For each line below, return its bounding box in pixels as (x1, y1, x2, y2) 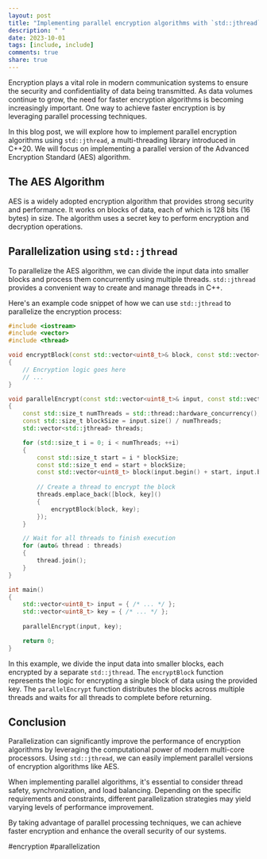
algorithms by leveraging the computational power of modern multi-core (8, 745, 245, 755)
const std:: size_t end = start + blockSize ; (37, 461, 187, 469)
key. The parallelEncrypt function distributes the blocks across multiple (8, 684, 245, 694)
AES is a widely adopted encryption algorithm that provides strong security (8, 196, 254, 206)
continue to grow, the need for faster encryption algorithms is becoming (8, 95, 244, 104)
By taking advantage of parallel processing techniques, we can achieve (8, 818, 242, 827)
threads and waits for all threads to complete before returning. (8, 692, 212, 702)
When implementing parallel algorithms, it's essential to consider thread (8, 777, 243, 787)
